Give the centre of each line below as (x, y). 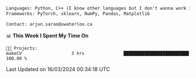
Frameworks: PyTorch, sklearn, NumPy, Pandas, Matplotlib (78, 14)
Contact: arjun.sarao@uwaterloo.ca (49, 24)
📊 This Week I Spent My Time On (47, 35)
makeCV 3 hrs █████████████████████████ (98, 53)
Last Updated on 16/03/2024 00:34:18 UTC (58, 69)
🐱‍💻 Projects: (22, 48)
